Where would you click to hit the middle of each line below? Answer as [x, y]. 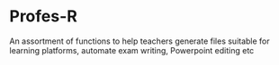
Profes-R [44, 16]
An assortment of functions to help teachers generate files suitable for [139, 41]
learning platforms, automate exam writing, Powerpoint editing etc [132, 50]
